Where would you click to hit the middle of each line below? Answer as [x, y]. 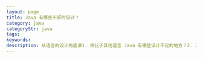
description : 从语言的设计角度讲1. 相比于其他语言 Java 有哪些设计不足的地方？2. [99, 46]
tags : [13, 34]
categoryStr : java [29, 29]
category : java [25, 23]
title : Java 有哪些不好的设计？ [43, 18]
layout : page [23, 12]
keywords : [19, 40]
